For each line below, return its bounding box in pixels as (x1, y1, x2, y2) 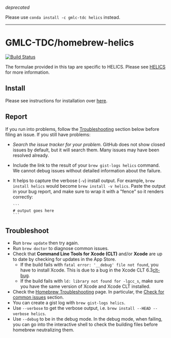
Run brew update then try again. (12, 240, 79, 246)
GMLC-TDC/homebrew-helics (5, 37, 134, 49)
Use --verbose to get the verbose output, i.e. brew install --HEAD (12, 305, 151, 311)
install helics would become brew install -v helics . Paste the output (12, 183, 166, 189)
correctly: (12, 194, 33, 200)
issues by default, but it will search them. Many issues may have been (12, 147, 159, 153)
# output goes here (12, 208, 54, 213)
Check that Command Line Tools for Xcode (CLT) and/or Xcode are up (12, 251, 163, 257)
